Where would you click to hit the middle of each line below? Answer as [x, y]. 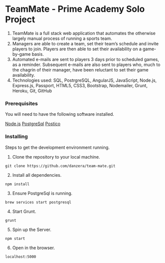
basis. [38, 54]
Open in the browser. [33, 248]
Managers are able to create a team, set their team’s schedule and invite [85, 43]
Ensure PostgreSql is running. [42, 193]
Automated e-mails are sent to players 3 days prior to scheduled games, [85, 59]
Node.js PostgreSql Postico [33, 124]
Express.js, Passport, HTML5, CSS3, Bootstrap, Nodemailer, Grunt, [80, 85]
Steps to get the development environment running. [57, 147]
